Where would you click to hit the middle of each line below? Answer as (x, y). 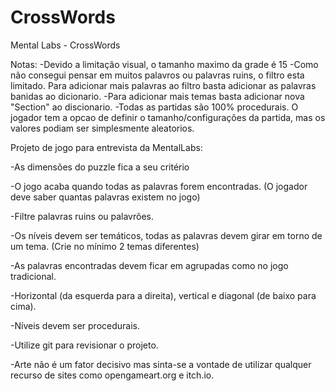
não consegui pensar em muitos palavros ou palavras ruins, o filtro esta (157, 75)
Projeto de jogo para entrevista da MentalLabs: (106, 147)
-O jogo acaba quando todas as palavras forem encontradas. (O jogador (159, 186)
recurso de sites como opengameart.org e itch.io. (112, 375)
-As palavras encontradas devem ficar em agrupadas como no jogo (149, 265)
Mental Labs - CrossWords (65, 45)
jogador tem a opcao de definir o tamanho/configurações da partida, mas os (168, 117)
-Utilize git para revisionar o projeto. (84, 345)
